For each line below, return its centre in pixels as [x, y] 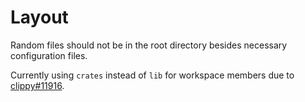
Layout [39, 17]
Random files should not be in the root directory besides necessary [149, 45]
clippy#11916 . [37, 85]
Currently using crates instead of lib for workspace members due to [152, 75]
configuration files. [49, 55]
